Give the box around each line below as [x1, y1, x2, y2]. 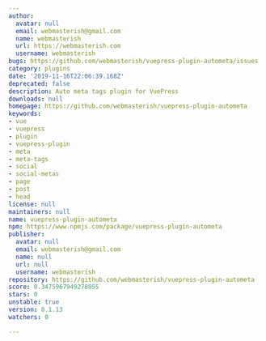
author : [8, 11, 35, 20]
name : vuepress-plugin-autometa [8, 215, 117, 224]
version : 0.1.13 [8, 305, 63, 313]
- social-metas [8, 170, 60, 178]
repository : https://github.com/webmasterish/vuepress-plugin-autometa [8, 275, 255, 283]
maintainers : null [8, 207, 70, 215]
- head [8, 192, 31, 201]
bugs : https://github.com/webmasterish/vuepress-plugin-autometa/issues [8, 58, 259, 66]
